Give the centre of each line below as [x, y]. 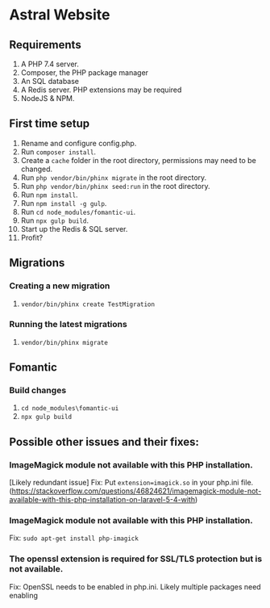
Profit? [32, 237]
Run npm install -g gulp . [64, 203]
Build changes [38, 391]
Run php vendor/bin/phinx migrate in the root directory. [114, 177]
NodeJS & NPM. [48, 98]
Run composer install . [58, 152]
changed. [37, 169]
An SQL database [50, 81]
